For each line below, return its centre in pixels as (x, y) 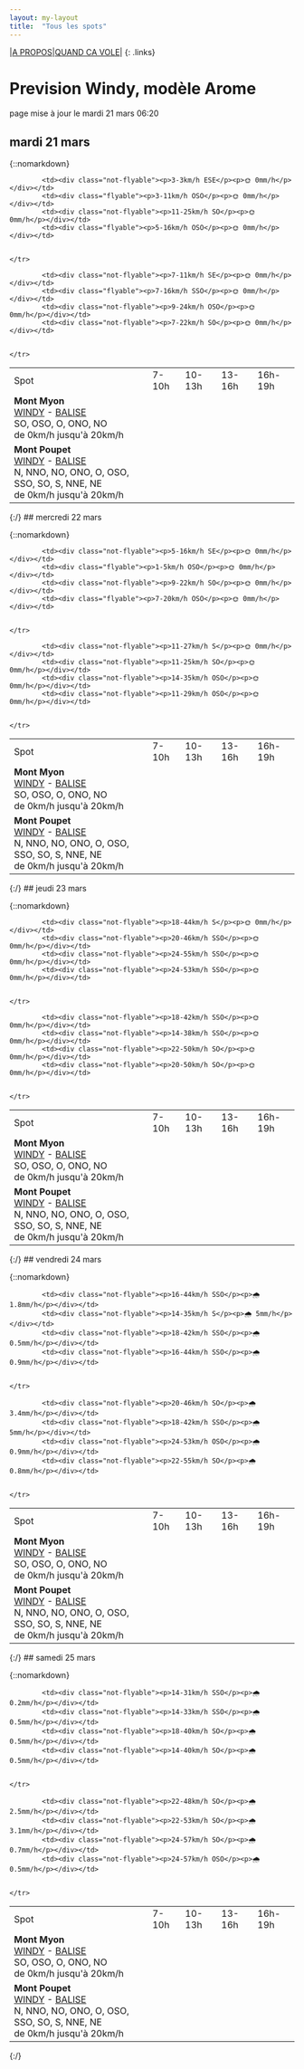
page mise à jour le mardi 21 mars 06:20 (84, 113)
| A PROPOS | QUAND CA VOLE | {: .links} (82, 52)
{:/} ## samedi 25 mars (52, 1658)
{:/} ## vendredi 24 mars (56, 1260)
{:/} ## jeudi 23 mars (48, 889)
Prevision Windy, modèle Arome (133, 88)
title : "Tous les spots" (58, 26)
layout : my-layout (44, 18)
